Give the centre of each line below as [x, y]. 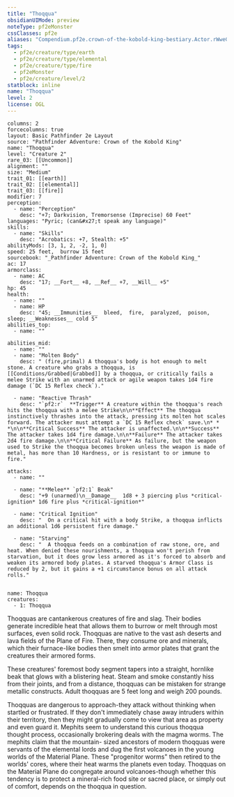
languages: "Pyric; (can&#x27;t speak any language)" [87, 221]
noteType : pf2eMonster [40, 26]
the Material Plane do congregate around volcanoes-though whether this [112, 771]
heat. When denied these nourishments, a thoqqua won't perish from [109, 551]
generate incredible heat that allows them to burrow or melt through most [112, 625]
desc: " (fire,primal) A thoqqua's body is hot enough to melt [114, 361]
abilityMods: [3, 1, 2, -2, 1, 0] [57, 245]
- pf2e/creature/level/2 [49, 78]
